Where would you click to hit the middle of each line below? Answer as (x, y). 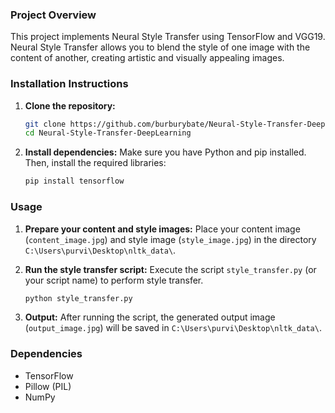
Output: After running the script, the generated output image (150, 317)
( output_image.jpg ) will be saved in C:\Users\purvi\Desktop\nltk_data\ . (173, 328)
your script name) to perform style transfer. (114, 280)
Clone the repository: (70, 105)
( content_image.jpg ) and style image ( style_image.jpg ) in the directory (170, 239)
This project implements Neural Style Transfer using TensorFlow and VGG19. (168, 37)
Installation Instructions (69, 84)
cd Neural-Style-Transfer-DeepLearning (108, 133)
